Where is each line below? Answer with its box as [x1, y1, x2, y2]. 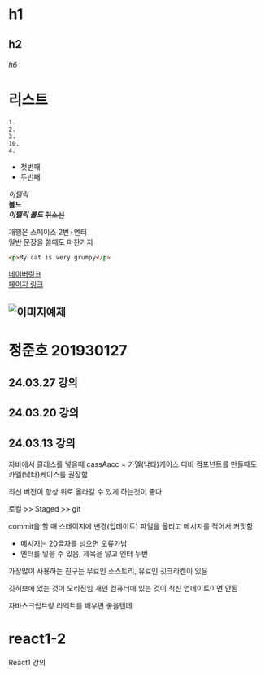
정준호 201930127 [8, 341, 128, 359]
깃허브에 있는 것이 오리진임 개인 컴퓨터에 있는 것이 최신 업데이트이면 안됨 [8, 583, 238, 594]
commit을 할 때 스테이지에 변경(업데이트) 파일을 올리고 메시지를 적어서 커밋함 [8, 521, 254, 531]
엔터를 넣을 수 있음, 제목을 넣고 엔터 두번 [20, 549, 149, 559]
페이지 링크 [8, 279, 44, 289]
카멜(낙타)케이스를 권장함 [8, 469, 88, 480]
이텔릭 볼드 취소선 [8, 210, 65, 220]
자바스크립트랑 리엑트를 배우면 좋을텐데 [8, 601, 132, 611]
